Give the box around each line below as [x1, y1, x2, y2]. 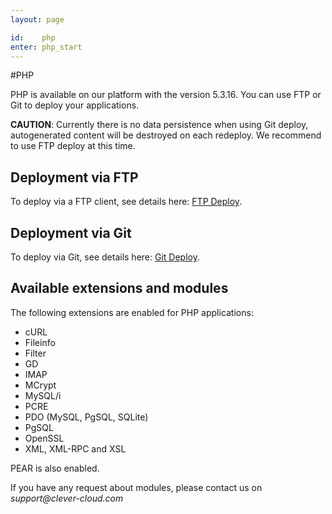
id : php [10, 32, 56, 43]
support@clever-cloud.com [10, 492, 124, 504]
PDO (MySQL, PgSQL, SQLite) [24, 411, 149, 423]
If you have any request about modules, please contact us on [10, 481, 263, 493]
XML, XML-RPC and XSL [24, 442, 127, 455]
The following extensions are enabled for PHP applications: [10, 306, 254, 318]
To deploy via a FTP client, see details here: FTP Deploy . [10, 196, 243, 208]
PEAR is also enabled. [10, 462, 100, 474]
